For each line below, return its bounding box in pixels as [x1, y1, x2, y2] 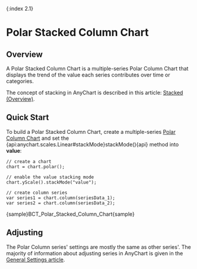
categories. [6, 78, 34, 85]
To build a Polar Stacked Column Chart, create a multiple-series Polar [6, 128, 176, 135]
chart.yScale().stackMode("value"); [6, 179, 97, 185]
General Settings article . [6, 256, 65, 263]
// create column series [6, 190, 68, 196]
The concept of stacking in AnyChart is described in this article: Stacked [6, 89, 183, 96]
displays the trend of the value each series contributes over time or [6, 71, 170, 78]
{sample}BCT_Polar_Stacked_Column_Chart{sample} [6, 210, 135, 217]
